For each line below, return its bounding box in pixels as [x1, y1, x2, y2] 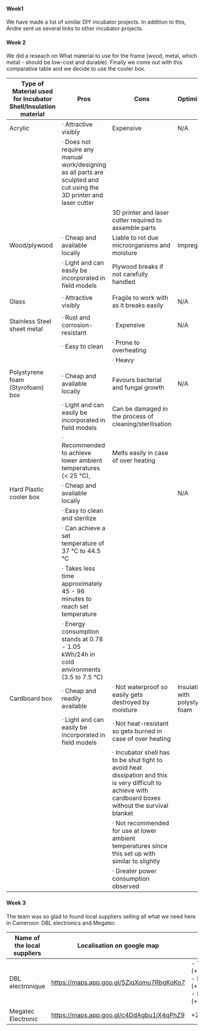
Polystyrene [9, 368, 44, 377]
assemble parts [112, 224, 157, 232]
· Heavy [112, 356, 134, 364]
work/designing [61, 161, 106, 169]
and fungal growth [112, 383, 165, 392]
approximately [61, 580, 103, 588]
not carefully [112, 270, 149, 279]
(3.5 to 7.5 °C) [61, 673, 103, 681]
